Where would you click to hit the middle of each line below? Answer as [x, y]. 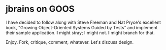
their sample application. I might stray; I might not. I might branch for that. [80, 33]
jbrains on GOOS [40, 9]
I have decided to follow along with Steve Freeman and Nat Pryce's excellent [83, 22]
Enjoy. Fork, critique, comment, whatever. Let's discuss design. [70, 42]
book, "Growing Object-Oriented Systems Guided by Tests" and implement [82, 27]
